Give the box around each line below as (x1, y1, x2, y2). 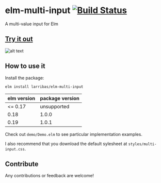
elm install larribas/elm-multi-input (5, 84, 83, 89)
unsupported (40, 103, 69, 110)
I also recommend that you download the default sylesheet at (5, 141, 128, 147)
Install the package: (5, 75, 45, 81)
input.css (5, 147, 25, 151)
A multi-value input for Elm (5, 21, 59, 27)
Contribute (5, 160, 39, 168)
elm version (7, 95, 35, 101)
